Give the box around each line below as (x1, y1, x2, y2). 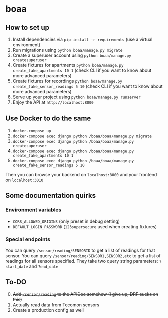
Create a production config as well (12, 307, 84, 313)
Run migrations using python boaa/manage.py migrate (12, 47, 123, 53)
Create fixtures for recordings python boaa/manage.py (12, 78, 123, 84)
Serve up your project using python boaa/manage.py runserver (12, 94, 141, 100)
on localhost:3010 (5, 177, 44, 183)
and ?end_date (29, 263, 59, 269)
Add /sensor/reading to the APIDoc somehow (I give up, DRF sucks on (12, 291, 159, 297)
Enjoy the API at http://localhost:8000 (12, 99, 94, 105)
